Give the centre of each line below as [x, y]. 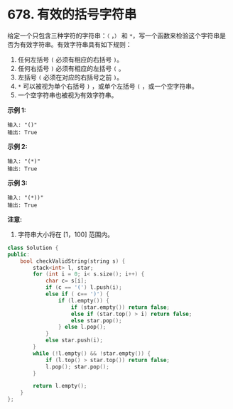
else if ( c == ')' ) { [77, 294]
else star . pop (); [96, 320]
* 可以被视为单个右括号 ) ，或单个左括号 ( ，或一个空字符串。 [108, 86]
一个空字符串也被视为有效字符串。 [67, 95]
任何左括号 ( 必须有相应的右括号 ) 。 [70, 59]
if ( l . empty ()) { [84, 300]
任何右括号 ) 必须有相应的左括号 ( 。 [71, 68]
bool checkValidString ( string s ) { [73, 261]
